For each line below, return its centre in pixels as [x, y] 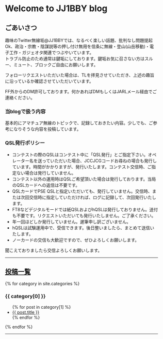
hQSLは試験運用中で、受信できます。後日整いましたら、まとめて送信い [83, 228]
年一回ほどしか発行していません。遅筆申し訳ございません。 [71, 221]
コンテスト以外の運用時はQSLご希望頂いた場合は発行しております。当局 [84, 179]
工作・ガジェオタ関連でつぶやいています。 [51, 52]
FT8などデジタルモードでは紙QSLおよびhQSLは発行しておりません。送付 [85, 209]
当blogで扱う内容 [25, 111]
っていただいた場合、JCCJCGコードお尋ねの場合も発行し [99, 160]
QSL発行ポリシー [25, 143]
